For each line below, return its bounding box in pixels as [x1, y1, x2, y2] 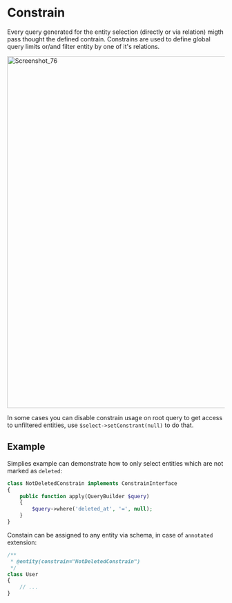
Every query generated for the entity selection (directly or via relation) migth [7, 28, 224, 36]
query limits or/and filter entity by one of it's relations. [7, 42, 160, 50]
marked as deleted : [7, 466, 63, 475]
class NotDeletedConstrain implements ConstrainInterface [7, 480, 177, 487]
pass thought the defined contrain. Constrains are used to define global [7, 34, 211, 43]
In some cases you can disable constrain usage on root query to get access [7, 413, 223, 422]
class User [7, 571, 39, 577]
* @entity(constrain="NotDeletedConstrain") [10, 557, 140, 565]
